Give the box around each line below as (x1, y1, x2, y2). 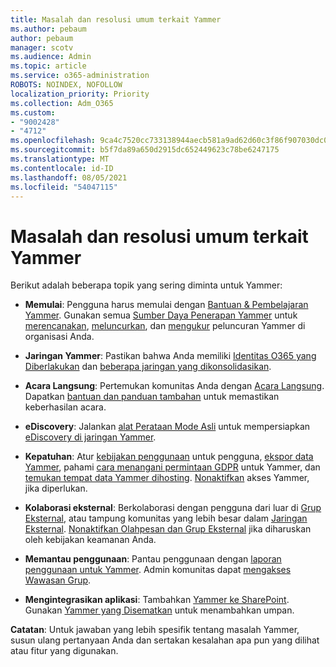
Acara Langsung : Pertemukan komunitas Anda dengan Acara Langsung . (24, 380, 325, 392)
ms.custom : (10, 107, 56, 118)
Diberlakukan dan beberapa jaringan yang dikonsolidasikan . (24, 361, 272, 373)
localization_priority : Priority (10, 89, 150, 99)
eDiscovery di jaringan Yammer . (24, 431, 157, 443)
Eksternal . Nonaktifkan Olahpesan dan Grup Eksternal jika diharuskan (24, 523, 312, 535)
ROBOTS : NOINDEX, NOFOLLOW (10, 80, 123, 90)
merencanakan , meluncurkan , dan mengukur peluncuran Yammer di (24, 320, 306, 332)
